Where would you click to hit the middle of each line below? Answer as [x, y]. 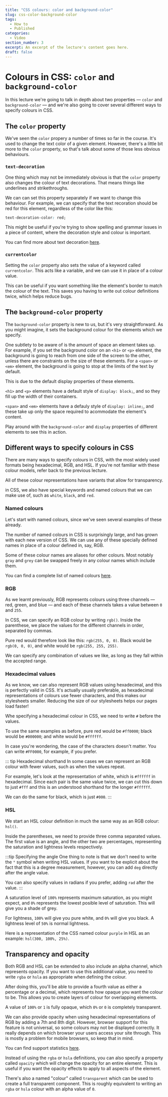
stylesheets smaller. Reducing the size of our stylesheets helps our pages [81, 701]
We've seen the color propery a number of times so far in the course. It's [81, 139]
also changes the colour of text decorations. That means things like [75, 182]
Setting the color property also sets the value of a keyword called [73, 265]
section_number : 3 [24, 43]
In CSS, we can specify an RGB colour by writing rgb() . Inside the [73, 620]
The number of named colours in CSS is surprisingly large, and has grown [81, 534]
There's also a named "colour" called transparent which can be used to [79, 1078]
